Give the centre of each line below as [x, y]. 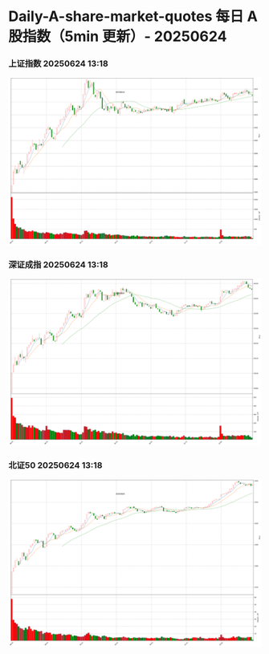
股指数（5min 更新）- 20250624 [118, 37]
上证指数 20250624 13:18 [58, 63]
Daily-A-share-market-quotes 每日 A [133, 16]
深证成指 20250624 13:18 [58, 264]
